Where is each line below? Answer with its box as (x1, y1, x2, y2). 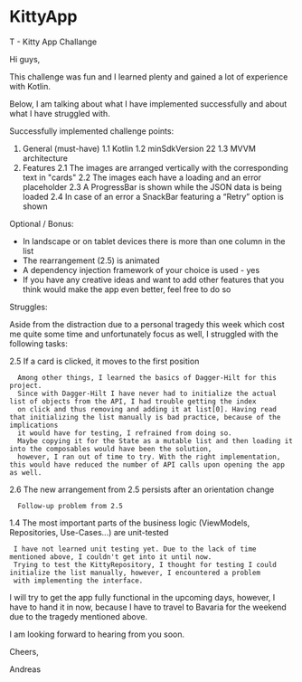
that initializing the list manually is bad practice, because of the (9, 412, 281, 422)
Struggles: (9, 301, 48, 312)
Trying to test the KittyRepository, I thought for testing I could (13, 560, 278, 569)
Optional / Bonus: (9, 218, 74, 229)
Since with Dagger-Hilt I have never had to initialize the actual (17, 389, 278, 398)
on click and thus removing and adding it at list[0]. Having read (17, 404, 278, 413)
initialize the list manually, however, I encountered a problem (9, 568, 260, 577)
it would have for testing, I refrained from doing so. (17, 428, 232, 438)
